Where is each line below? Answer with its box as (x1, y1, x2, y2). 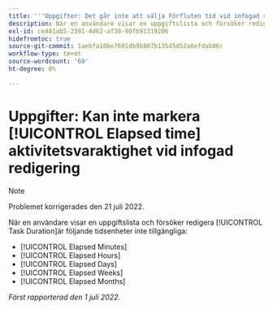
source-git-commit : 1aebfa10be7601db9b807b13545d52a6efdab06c (8, 42, 223, 50)
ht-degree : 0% (8, 65, 57, 73)
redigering (8, 159, 81, 177)
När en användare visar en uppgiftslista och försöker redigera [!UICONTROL (8, 217, 263, 227)
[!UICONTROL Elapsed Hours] (19, 250, 121, 260)
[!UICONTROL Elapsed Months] (19, 276, 126, 286)
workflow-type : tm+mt (8, 50, 82, 58)
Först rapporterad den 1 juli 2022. (8, 292, 121, 302)
